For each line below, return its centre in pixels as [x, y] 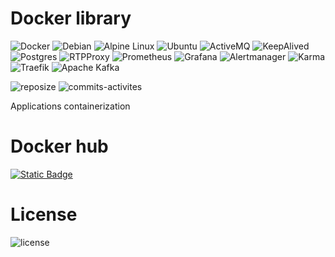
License [44, 214]
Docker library [71, 18]
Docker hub [59, 146]
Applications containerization [70, 106]
